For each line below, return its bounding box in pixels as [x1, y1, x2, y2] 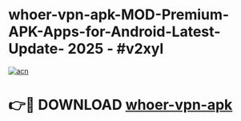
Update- [8, 40, 65, 58]
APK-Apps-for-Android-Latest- [8, 22, 221, 41]
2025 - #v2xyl [67, 40, 164, 58]
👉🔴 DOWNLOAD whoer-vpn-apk [8, 96, 233, 114]
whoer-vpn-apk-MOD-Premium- [8, 6, 230, 24]
